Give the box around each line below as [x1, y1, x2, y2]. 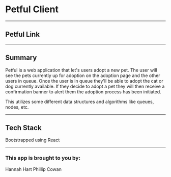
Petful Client [5, 4, 59, 15]
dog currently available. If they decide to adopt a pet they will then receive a [5, 83, 165, 89]
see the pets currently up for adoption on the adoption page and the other [5, 72, 160, 79]
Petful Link [5, 30, 40, 39]
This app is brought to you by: [5, 155, 80, 162]
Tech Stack [5, 123, 42, 132]
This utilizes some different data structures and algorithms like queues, [5, 98, 154, 105]
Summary [5, 54, 37, 62]
